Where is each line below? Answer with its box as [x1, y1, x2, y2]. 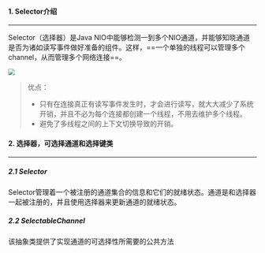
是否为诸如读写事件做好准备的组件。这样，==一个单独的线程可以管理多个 [8, 43, 246, 52]
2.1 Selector [8, 166, 47, 176]
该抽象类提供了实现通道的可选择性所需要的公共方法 [8, 236, 174, 247]
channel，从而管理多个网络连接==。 [8, 53, 126, 62]
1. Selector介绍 [8, 6, 58, 16]
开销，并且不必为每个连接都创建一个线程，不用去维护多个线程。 [39, 110, 247, 118]
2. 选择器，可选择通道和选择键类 [8, 138, 114, 148]
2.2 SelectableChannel [8, 216, 85, 225]
